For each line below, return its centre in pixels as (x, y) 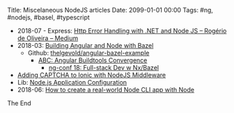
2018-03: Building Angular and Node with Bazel (85, 45)
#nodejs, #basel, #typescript (49, 17)
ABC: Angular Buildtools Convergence (93, 60)
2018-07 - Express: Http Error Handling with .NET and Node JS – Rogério (122, 31)
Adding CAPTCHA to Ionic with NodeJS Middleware (91, 75)
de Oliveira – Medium (48, 38)
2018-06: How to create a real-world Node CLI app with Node (106, 90)
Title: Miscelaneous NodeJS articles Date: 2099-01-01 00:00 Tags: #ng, (110, 10)
